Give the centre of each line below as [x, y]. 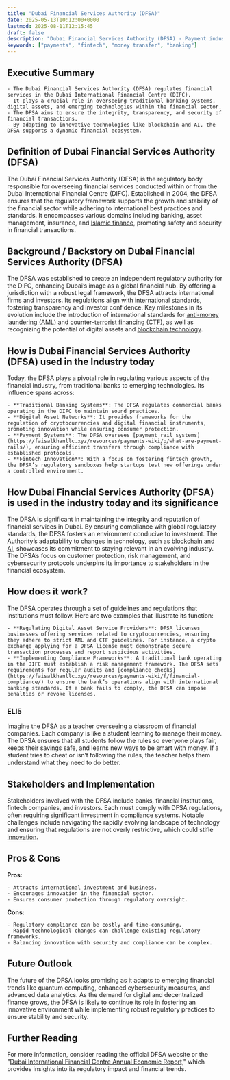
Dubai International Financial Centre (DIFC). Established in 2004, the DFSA [112, 193]
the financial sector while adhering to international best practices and [105, 208]
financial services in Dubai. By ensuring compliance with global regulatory [112, 527]
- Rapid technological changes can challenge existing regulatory [104, 931]
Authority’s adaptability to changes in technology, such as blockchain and [111, 541]
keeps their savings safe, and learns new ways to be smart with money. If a [113, 748]
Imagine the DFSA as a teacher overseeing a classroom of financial [102, 726]
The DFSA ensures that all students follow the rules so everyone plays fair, [112, 741]
